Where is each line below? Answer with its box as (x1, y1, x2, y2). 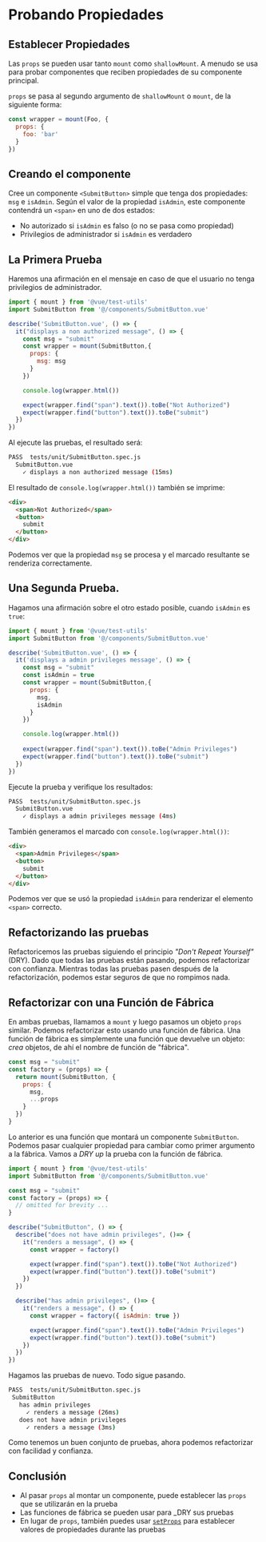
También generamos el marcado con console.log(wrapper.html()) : (8, 827, 230, 836)
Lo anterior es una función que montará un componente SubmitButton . (8, 1132, 240, 1141)
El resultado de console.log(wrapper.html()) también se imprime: (8, 482, 225, 492)
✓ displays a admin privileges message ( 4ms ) (22, 812, 177, 820)
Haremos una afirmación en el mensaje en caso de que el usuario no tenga (8, 274, 256, 284)
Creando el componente (8, 167, 131, 181)
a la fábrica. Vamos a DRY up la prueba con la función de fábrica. (8, 1149, 224, 1158)
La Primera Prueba (8, 252, 102, 266)
